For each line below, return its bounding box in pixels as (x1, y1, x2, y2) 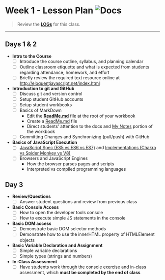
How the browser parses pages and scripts (27, 161, 114, 167)
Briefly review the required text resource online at (19, 74, 120, 81)
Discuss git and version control (19, 91, 82, 96)
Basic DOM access (12, 220, 52, 226)
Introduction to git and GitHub (12, 85, 75, 91)
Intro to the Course (12, 53, 52, 59)
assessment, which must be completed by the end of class (19, 269, 141, 275)
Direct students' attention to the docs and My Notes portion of (27, 124, 153, 129)
